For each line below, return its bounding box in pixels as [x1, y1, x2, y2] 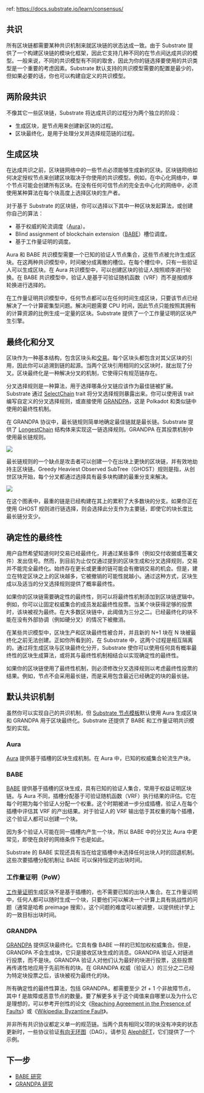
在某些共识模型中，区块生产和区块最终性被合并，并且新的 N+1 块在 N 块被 [6, 629, 191, 636]
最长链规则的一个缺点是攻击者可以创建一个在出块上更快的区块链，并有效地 [6, 458, 192, 465]
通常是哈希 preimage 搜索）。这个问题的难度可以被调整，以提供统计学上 [16, 903, 195, 911]
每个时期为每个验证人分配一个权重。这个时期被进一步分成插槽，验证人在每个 [6, 800, 198, 807]
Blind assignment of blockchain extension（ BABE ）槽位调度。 [15, 230, 171, 238]
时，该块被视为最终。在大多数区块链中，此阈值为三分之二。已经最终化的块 [6, 608, 192, 616]
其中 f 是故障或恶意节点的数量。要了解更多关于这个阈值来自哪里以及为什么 [6, 992, 192, 1000]
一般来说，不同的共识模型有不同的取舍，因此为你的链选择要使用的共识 [16, 57, 192, 64]
